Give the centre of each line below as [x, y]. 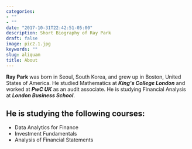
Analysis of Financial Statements [54, 140]
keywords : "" [22, 49]
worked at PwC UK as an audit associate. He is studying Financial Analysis [96, 89]
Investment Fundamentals [46, 134]
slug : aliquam [23, 55]
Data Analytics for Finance [47, 127]
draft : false [22, 38]
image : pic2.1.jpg [28, 44]
